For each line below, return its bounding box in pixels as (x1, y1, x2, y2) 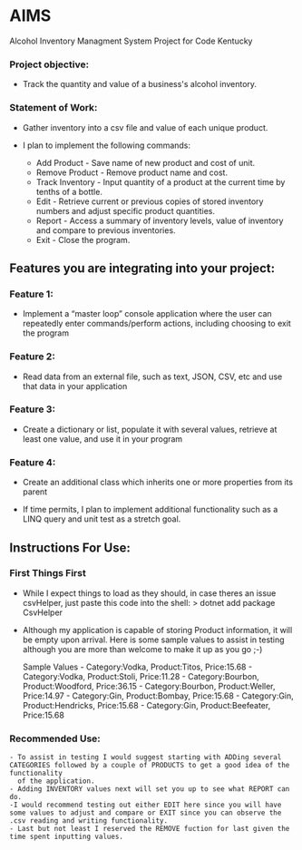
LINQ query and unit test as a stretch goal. (22, 513, 181, 524)
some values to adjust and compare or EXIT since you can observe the (9, 808, 282, 817)
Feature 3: (9, 403, 56, 415)
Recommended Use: (9, 732, 102, 745)
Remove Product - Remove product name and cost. (35, 167, 229, 178)
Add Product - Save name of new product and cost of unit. (35, 157, 256, 168)
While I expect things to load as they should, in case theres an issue (22, 587, 277, 599)
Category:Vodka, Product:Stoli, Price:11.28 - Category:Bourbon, (22, 670, 260, 681)
